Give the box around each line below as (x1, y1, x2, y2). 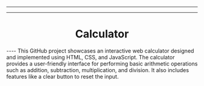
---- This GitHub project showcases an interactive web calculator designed (6, 47, 194, 55)
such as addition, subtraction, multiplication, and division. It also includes (6, 66, 189, 73)
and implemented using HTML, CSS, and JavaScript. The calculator (6, 53, 175, 61)
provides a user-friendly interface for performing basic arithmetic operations (6, 60, 198, 67)
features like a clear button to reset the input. (6, 73, 119, 80)
